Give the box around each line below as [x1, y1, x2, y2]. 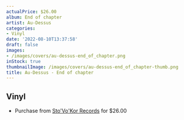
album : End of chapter [6, 14, 62, 20]
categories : [6, 25, 35, 31]
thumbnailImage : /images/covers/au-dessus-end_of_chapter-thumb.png [6, 64, 179, 70]
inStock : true [6, 58, 41, 64]
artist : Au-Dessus [6, 20, 51, 26]
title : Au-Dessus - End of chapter [6, 70, 94, 75]
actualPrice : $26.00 [6, 8, 57, 15]
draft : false [6, 42, 38, 48]
